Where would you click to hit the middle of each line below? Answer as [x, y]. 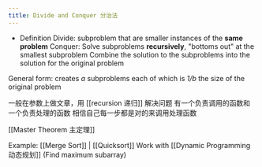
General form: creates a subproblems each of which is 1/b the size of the [127, 78]
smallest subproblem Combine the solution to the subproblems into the [135, 54]
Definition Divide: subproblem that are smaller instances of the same [131, 38]
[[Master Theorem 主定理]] [52, 129]
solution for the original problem [72, 63]
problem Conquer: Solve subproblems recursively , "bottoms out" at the [137, 46]
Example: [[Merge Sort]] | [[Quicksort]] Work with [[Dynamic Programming [129, 145]
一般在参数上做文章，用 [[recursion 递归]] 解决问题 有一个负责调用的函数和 [129, 102]
